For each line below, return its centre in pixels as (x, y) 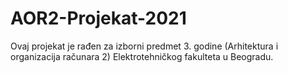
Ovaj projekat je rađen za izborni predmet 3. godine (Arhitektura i (144, 46)
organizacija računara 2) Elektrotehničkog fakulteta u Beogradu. (142, 56)
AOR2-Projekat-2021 (98, 18)
